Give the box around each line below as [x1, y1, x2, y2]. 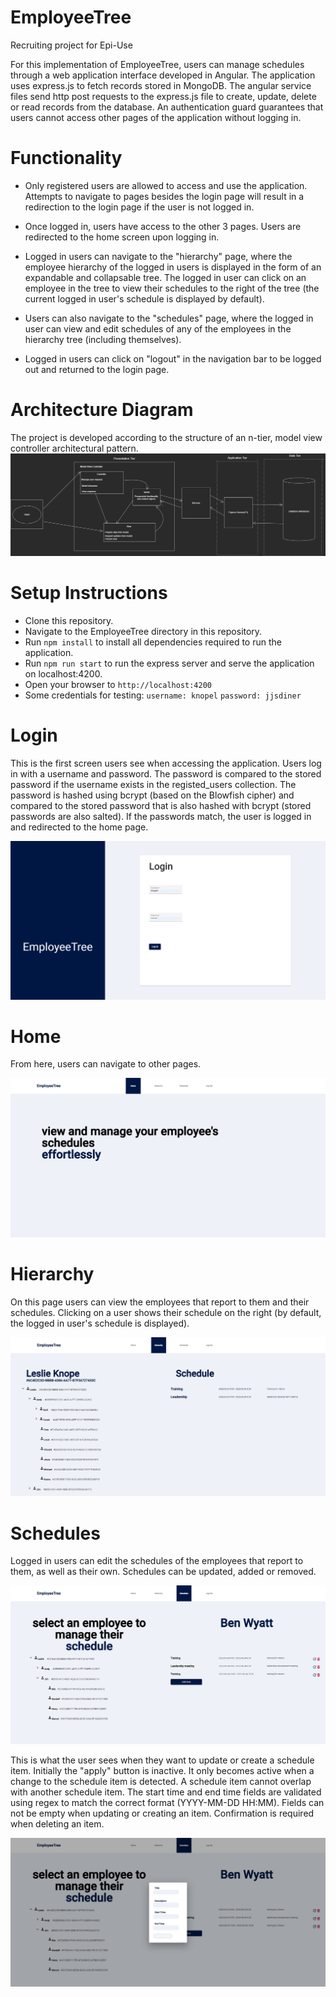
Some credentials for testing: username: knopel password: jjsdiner [24, 689, 302, 701]
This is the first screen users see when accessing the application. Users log [10, 757, 322, 769]
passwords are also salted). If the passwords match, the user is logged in [10, 810, 312, 822]
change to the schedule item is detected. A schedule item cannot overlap [10, 1775, 312, 1787]
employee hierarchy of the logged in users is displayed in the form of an [24, 261, 322, 273]
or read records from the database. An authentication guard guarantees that [10, 101, 324, 113]
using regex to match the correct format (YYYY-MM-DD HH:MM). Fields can [10, 1796, 325, 1808]
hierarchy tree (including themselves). [24, 333, 182, 345]
